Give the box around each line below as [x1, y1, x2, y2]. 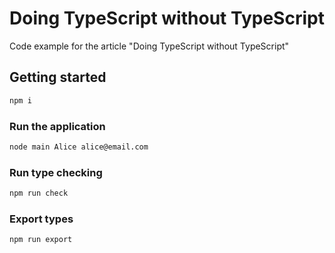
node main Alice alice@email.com [9, 142, 149, 152]
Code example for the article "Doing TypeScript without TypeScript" [9, 40, 290, 52]
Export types [9, 212, 74, 226]
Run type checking [9, 165, 103, 179]
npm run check [9, 188, 69, 199]
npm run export [9, 235, 73, 245]
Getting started [9, 69, 107, 86]
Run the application [9, 119, 106, 133]
